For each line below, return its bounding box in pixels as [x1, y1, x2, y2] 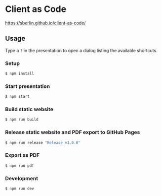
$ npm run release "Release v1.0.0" [5, 140, 81, 145]
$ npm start [5, 94, 30, 99]
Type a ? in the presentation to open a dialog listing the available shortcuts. [5, 47, 158, 53]
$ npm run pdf [5, 163, 35, 168]
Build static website [5, 106, 53, 113]
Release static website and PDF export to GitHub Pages [5, 129, 140, 136]
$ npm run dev [5, 186, 35, 191]
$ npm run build [5, 117, 39, 122]
